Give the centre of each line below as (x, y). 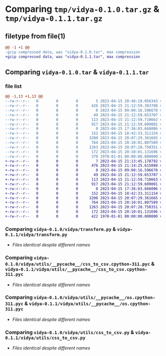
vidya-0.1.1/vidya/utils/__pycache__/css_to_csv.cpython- (76, 269)
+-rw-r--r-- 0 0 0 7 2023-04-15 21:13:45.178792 (82, 161)
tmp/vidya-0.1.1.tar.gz (54, 19)
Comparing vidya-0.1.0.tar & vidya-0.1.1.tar (77, 72)
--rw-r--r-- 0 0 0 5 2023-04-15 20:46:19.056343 (82, 101)
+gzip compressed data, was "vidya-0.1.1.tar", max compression (73, 57)
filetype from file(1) (35, 36)
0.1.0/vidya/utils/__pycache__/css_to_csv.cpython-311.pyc (78, 264)
